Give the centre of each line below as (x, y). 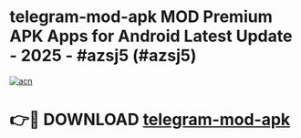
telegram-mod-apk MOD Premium (141, 17)
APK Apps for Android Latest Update (151, 36)
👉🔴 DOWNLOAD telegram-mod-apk (150, 120)
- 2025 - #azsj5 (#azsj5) (103, 56)
